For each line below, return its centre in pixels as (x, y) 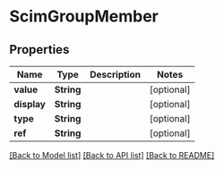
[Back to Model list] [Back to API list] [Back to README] (112, 155)
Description (115, 75)
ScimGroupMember (84, 17)
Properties (39, 50)
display (30, 104)
